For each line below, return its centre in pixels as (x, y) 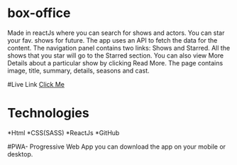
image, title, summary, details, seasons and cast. (79, 70)
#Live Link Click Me (36, 84)
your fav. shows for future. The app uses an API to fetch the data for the (112, 40)
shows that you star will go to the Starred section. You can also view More (116, 55)
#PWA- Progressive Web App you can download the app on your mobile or (116, 147)
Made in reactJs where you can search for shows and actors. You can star (116, 33)
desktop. (20, 154)
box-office (39, 13)
